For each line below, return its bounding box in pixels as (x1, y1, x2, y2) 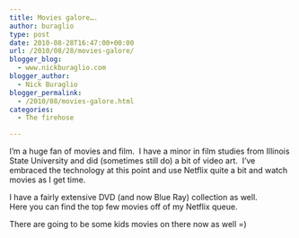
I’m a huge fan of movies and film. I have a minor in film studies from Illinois (9, 145, 290, 157)
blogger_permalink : (9, 88, 83, 97)
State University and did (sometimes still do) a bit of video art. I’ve (9, 155, 256, 166)
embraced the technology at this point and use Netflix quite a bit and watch (9, 165, 288, 176)
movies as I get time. (9, 174, 86, 185)
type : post (9, 30, 50, 39)
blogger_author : (9, 72, 70, 81)
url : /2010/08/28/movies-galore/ (9, 47, 135, 56)
